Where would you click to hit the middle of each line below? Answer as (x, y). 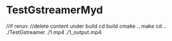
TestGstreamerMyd (55, 10)
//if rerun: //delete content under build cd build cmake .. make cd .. (86, 26)
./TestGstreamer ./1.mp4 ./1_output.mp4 (54, 32)
